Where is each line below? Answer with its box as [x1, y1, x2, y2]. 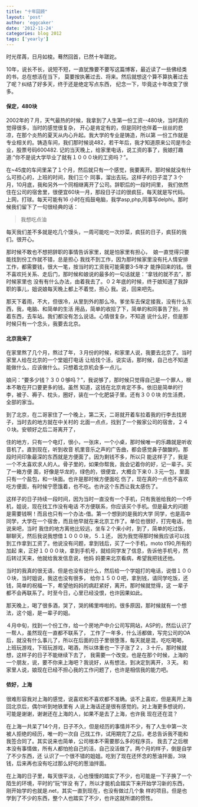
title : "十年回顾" [6, 8, 48, 15]
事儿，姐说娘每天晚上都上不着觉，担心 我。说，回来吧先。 [16, 285, 157, 293]
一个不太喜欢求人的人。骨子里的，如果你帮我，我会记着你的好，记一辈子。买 [6, 461, 192, 468]
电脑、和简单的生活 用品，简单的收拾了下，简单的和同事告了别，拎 [26, 305, 189, 312]
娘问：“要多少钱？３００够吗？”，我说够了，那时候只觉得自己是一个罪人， [6, 376, 187, 383]
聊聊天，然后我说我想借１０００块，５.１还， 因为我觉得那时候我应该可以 [6, 532, 184, 540]
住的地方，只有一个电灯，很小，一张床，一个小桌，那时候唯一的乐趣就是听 [6, 438, 187, 446]
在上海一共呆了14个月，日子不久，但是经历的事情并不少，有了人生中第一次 [6, 722, 187, 729]
